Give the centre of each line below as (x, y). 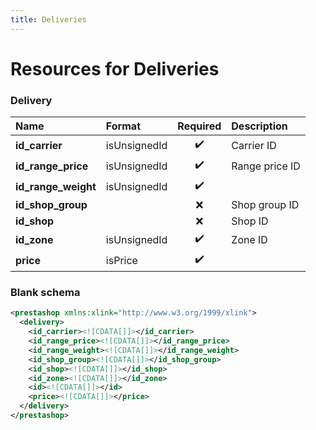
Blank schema (45, 293)
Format (123, 126)
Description (259, 126)
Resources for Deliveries (115, 68)
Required (199, 126)
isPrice (121, 260)
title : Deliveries (48, 19)
